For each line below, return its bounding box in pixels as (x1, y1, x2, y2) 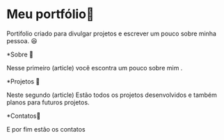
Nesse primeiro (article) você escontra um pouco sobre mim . (6, 63, 183, 72)
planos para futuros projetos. (6, 98, 90, 107)
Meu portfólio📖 (6, 6, 95, 22)
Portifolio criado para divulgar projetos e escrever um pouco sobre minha (6, 29, 217, 38)
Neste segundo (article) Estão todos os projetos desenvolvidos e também (6, 91, 217, 99)
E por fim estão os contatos (6, 125, 86, 133)
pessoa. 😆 (6, 36, 38, 45)
